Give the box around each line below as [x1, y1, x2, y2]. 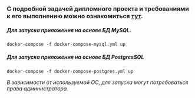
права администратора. [6, 85, 68, 92]
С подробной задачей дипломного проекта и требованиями [6, 5, 189, 13]
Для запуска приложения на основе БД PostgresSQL [6, 53, 144, 60]
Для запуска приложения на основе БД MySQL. [6, 26, 132, 33]
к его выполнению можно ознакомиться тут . [6, 12, 143, 20]
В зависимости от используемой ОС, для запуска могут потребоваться [6, 79, 189, 86]
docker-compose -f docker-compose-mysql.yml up [6, 41, 126, 47]
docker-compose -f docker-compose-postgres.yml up [6, 68, 134, 75]
